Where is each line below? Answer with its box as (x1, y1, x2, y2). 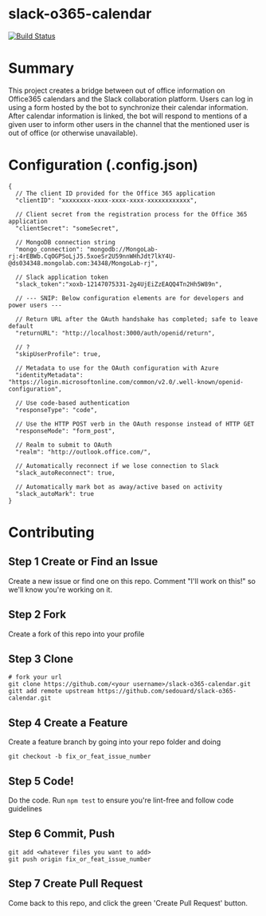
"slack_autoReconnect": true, (15, 469, 115, 477)
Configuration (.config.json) (8, 157, 199, 174)
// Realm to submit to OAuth (15, 441, 112, 449)
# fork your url (8, 673, 62, 681)
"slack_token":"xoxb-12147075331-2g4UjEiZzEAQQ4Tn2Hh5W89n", (15, 280, 223, 288)
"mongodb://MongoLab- (86, 245, 158, 253)
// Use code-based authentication (15, 399, 130, 407)
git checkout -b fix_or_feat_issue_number (8, 752, 151, 761)
